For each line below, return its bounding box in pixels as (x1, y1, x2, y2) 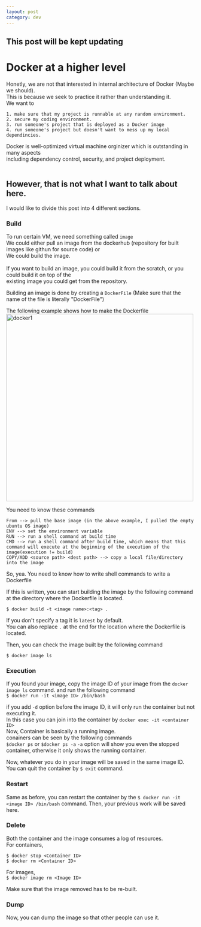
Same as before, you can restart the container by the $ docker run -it (6, 793, 181, 800)
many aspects (6, 149, 41, 156)
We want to (6, 100, 35, 107)
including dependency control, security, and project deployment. (6, 155, 166, 162)
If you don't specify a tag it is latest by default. (6, 616, 124, 624)
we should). (6, 86, 35, 94)
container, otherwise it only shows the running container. (6, 747, 147, 754)
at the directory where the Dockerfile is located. (6, 594, 124, 601)
